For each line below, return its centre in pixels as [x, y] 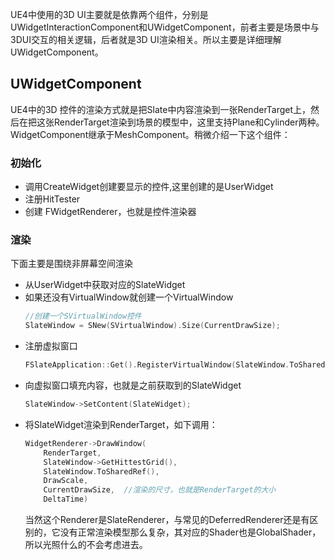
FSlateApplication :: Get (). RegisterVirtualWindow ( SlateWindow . [157, 365]
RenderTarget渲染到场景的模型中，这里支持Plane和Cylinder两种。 [189, 122]
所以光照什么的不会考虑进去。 [86, 545]
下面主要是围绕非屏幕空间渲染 [71, 264]
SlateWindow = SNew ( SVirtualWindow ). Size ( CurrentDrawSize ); [152, 326]
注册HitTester [52, 199]
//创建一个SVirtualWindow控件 [83, 316]
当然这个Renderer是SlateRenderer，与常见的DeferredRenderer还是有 [167, 520]
